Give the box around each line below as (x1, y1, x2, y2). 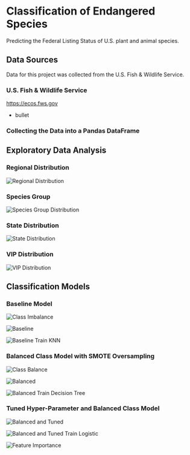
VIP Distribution (6, 250, 54, 259)
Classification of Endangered (6, 4, 156, 18)
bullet (14, 111, 30, 119)
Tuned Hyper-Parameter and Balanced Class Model (6, 404, 160, 413)
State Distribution (6, 221, 59, 230)
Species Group (6, 192, 51, 201)
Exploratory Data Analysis (6, 145, 107, 156)
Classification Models (6, 281, 90, 291)
